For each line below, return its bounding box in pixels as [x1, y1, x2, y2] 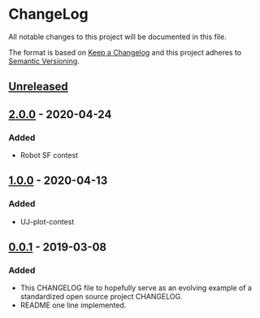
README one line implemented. [19, 300, 127, 310]
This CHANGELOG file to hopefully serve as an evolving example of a [19, 283, 252, 293]
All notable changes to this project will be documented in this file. [8, 32, 227, 41]
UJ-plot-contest [19, 216, 75, 226]
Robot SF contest [19, 150, 79, 160]
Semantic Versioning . [8, 56, 80, 66]
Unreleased [8, 80, 69, 94]
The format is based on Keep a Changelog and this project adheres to [8, 47, 242, 57]
